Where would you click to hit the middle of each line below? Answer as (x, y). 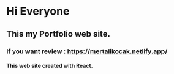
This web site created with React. (50, 66)
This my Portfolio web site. (58, 34)
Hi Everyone (38, 11)
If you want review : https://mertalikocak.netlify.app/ (87, 51)
